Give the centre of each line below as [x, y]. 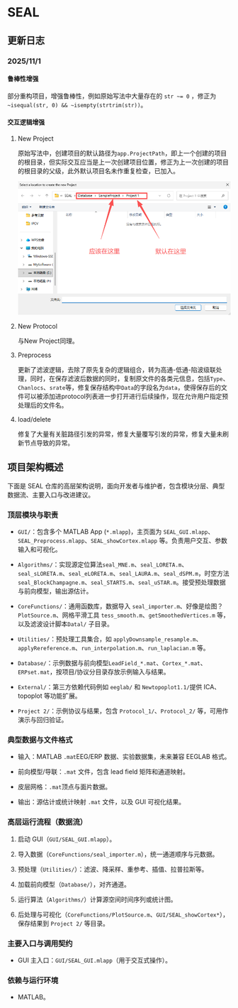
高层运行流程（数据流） [47, 822]
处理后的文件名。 [42, 405]
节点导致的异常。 [49, 443]
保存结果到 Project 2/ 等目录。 [63, 923]
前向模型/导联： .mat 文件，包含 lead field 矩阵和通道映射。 [103, 772]
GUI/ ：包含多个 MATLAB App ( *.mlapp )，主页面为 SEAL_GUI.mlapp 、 [116, 532]
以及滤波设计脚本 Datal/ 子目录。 [65, 624]
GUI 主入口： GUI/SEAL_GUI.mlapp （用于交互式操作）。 [95, 960]
